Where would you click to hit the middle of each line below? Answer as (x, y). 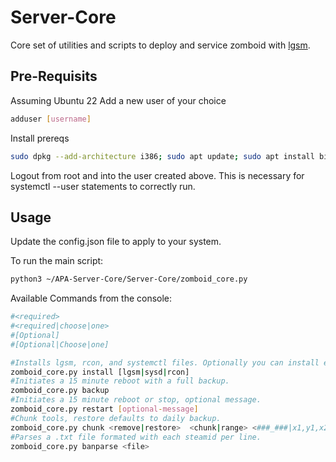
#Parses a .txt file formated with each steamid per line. (136, 437)
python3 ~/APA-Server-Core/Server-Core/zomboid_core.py (129, 279)
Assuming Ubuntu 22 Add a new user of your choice (118, 100)
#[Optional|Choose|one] (60, 344)
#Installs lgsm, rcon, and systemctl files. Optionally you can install (165, 362)
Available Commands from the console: (91, 298)
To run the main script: (57, 261)
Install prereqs (40, 138)
